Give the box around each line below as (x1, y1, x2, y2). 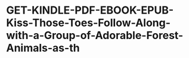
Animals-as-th (6, 41, 80, 55)
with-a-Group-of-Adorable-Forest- (6, 29, 184, 42)
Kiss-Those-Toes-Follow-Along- (6, 16, 171, 30)
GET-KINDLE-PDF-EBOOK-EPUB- (6, 4, 174, 17)
